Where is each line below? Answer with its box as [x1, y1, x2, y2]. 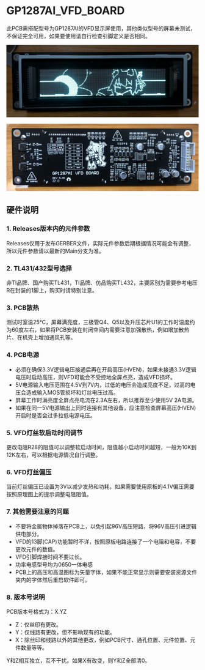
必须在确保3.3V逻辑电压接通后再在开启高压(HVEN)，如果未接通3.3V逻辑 [15, 365, 196, 373]
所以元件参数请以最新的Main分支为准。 [6, 247, 105, 255]
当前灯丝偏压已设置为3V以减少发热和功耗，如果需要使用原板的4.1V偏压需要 [6, 483, 195, 490]
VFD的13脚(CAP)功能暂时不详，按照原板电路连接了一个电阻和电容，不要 [15, 538, 196, 545]
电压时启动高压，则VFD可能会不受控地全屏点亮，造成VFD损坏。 [15, 373, 176, 381]
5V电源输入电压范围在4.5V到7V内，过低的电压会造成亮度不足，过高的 [15, 381, 190, 389]
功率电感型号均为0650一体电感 [15, 560, 93, 568]
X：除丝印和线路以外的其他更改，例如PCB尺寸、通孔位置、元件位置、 [15, 636, 190, 643]
